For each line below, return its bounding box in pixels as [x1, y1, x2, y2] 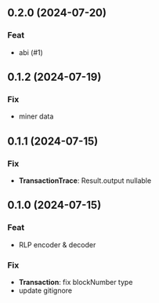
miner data [18, 111, 54, 121]
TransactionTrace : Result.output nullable [18, 176, 152, 185]
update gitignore [18, 286, 73, 295]
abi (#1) [18, 47, 44, 57]
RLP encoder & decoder [18, 239, 96, 250]
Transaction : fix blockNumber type [18, 278, 133, 287]
